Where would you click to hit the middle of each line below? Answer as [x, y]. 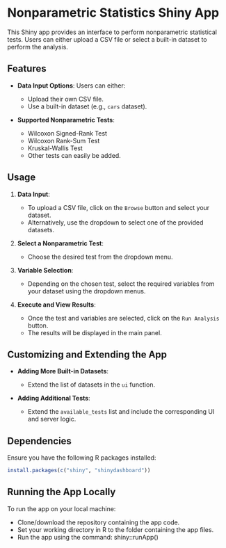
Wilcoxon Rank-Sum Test [64, 140]
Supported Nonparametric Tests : [66, 120]
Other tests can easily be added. [74, 155]
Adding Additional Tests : [54, 398]
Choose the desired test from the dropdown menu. [100, 257]
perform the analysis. [38, 47]
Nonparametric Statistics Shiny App [113, 13]
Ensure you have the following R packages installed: [82, 458]
